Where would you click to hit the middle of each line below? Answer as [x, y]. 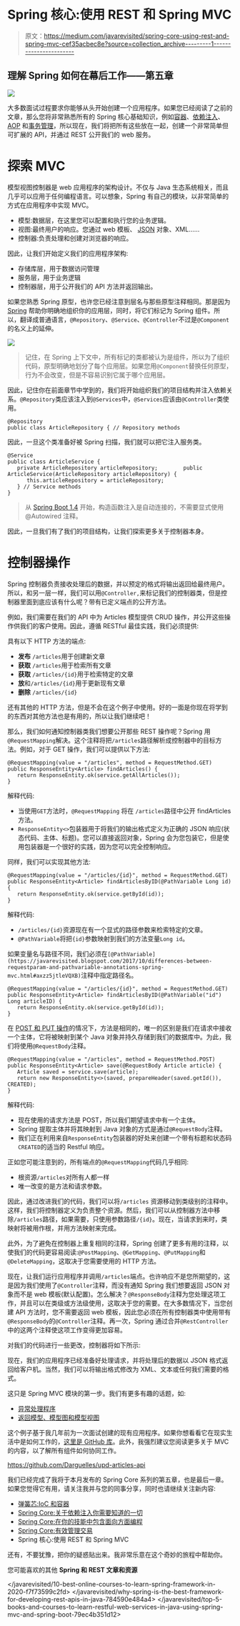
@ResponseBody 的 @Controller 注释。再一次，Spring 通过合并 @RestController [118, 1321]
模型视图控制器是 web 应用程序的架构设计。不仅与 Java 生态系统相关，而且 [118, 187]
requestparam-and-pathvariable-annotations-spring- [86, 967]
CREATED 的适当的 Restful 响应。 [63, 1146]
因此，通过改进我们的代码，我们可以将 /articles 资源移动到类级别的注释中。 [120, 1201]
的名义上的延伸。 [32, 328]
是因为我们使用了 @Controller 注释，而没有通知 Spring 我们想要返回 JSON [115, 1285]
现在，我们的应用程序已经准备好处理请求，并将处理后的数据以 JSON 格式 [115, 1360]
